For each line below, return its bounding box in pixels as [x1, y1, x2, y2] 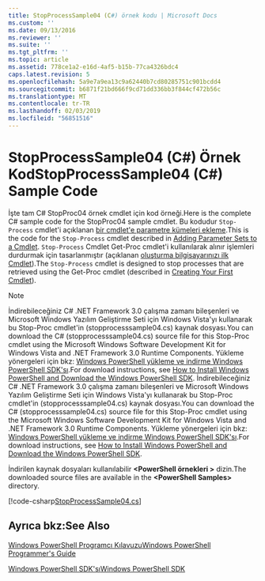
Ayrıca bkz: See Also [8, 519, 111, 533]
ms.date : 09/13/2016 [8, 26, 77, 34]
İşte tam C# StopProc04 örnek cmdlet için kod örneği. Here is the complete [8, 208, 252, 217]
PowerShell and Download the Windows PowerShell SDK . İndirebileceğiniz [8, 373, 251, 383]
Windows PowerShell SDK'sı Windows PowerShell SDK [8, 564, 186, 573]
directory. [8, 481, 40, 490]
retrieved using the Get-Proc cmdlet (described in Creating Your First [8, 266, 233, 277]
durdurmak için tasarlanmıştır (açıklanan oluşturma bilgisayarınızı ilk [8, 250, 229, 259]
